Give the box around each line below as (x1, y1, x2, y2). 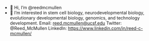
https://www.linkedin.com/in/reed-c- (68, 25, 143, 31)
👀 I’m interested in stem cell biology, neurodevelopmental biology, (9, 10, 145, 16)
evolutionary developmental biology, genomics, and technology (9, 15, 140, 20)
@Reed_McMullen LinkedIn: (9, 25, 67, 31)
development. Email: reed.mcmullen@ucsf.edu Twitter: (9, 20, 122, 26)
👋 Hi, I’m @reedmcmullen (9, 5, 62, 10)
